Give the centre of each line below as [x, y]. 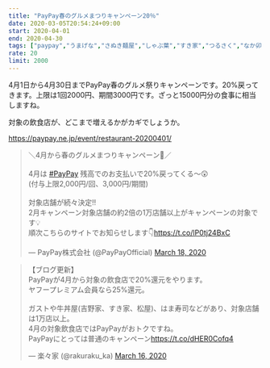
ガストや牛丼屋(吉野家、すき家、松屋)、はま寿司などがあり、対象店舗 [143, 308]
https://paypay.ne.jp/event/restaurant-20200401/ [90, 138]
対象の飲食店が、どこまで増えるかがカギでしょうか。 [96, 122]
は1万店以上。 [51, 318]
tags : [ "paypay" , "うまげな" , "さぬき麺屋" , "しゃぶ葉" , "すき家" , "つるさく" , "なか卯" [137, 46]
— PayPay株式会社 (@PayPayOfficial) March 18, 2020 [117, 252]
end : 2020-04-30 [35, 38]
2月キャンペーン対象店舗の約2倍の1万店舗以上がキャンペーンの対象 [139, 212]
